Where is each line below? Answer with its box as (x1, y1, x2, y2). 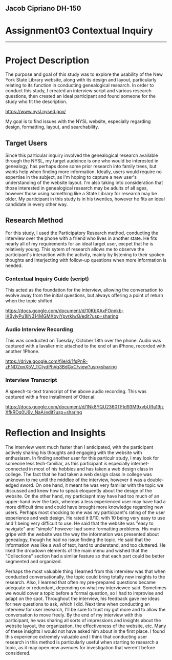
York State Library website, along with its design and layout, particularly (5, 77, 157, 83)
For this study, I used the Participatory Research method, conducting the (5, 230, 159, 236)
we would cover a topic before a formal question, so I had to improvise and (5, 590, 163, 596)
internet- (131, 460, 149, 466)
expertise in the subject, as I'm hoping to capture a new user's (5, 174, 137, 180)
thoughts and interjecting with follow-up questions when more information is (5, 257, 167, 263)
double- (147, 477, 164, 483)
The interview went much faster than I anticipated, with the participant (5, 444, 154, 450)
